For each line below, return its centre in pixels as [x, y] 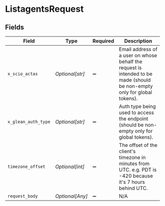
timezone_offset [27, 166]
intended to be [136, 74]
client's [127, 151]
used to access [136, 113]
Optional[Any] [71, 196]
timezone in [132, 157]
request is [130, 68]
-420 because [136, 176]
